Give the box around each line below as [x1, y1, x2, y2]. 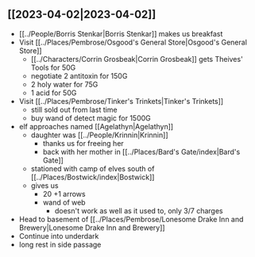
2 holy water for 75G [30, 79, 99, 89]
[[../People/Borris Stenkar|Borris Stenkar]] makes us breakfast [18, 29, 223, 38]
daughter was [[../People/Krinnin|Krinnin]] [30, 130, 168, 140]
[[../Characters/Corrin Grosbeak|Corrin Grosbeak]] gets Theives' [30, 54, 243, 63]
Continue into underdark [18, 231, 99, 240]
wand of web [42, 198, 86, 207]
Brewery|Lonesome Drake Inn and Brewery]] [18, 223, 165, 232]
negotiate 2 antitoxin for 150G [30, 71, 128, 80]
